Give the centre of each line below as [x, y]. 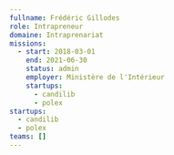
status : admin [52, 69]
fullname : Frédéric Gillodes [65, 18]
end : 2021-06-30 [57, 60]
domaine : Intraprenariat [56, 35]
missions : [28, 43]
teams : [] [28, 137]
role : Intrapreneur [46, 26]
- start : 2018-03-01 [56, 52]
